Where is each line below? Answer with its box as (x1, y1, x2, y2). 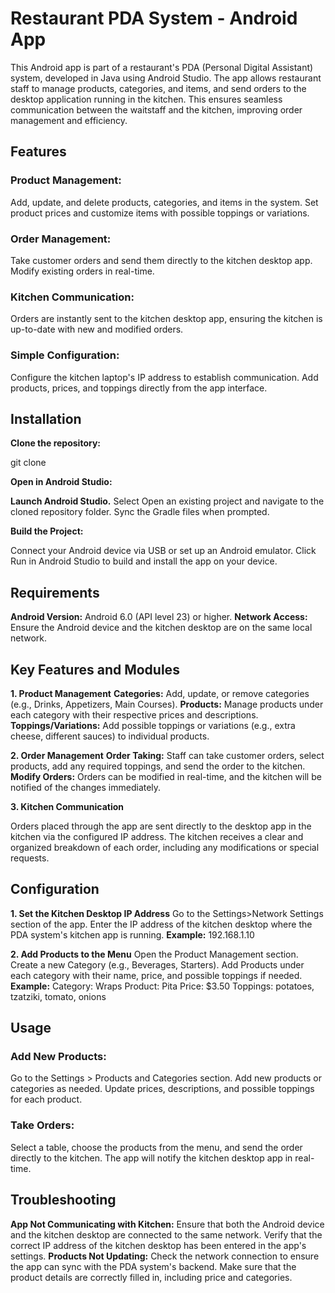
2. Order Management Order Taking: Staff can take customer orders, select (10, 749, 325, 761)
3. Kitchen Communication (10, 800, 125, 812)
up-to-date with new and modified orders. (10, 323, 184, 336)
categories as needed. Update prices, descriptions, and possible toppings (10, 1083, 315, 1095)
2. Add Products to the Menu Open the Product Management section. (10, 948, 299, 960)
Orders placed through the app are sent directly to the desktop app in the (10, 820, 312, 832)
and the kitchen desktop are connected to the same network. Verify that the (10, 1228, 323, 1241)
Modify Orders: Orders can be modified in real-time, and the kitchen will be (10, 770, 322, 782)
